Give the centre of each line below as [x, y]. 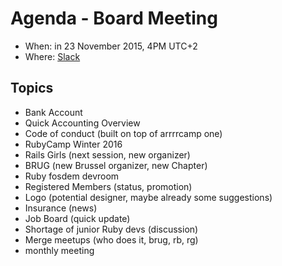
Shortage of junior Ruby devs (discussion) [111, 229]
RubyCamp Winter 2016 [73, 144]
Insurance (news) [61, 208]
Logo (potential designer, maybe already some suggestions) [148, 197]
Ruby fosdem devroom [72, 176]
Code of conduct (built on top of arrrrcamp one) [123, 133]
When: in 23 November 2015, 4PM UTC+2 [111, 46]
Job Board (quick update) [77, 218]
